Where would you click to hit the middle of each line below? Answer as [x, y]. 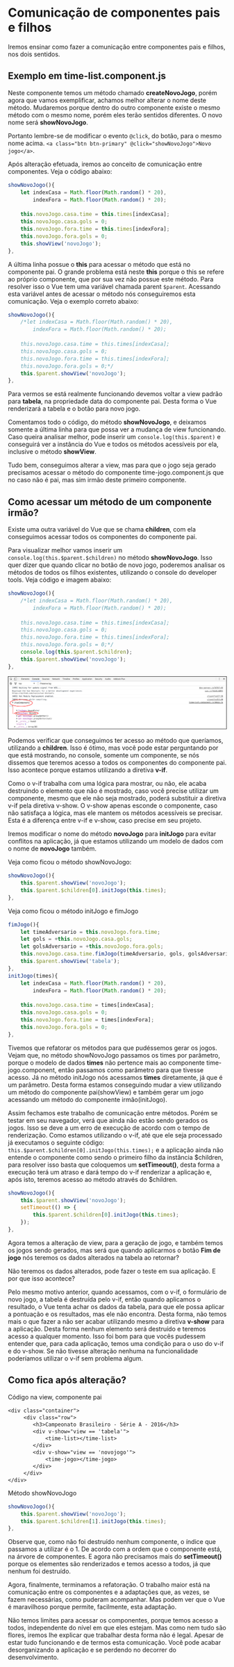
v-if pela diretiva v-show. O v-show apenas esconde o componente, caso [113, 806]
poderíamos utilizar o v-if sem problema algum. [76, 1358]
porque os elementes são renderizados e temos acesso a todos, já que [109, 1564]
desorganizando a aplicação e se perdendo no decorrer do [92, 1650]
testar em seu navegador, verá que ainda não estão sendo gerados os [108, 1120]
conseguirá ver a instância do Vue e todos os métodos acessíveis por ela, [114, 444]
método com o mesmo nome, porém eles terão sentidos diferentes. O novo [115, 115]
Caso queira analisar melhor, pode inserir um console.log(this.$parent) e [114, 437]
